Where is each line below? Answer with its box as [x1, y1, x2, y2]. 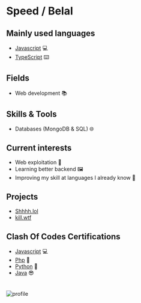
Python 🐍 [14, 263, 38, 270]
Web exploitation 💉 [14, 159, 62, 166]
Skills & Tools [6, 109, 57, 120]
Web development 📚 [14, 89, 68, 97]
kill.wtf [14, 214, 32, 221]
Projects [6, 191, 38, 202]
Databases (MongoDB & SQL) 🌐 [14, 125, 94, 132]
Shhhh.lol [14, 207, 39, 215]
